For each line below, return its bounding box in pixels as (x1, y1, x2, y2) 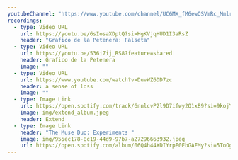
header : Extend (20, 115, 65, 122)
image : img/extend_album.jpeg (20, 109, 110, 116)
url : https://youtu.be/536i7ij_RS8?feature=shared (20, 50, 173, 57)
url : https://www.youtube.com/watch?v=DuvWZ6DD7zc (20, 76, 173, 84)
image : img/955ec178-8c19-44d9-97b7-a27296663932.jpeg (20, 135, 186, 142)
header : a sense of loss (20, 83, 93, 90)
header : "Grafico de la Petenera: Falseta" (20, 37, 151, 44)
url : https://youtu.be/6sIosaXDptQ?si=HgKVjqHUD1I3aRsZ (20, 30, 189, 38)
